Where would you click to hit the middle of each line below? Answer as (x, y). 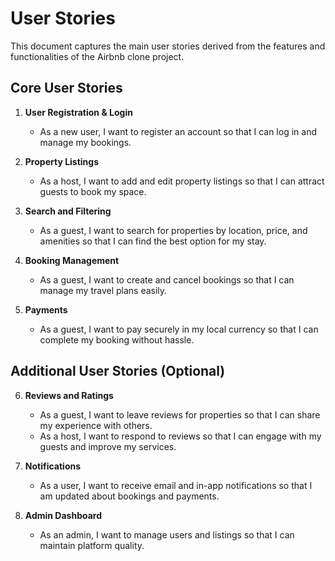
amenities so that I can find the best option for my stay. (153, 241)
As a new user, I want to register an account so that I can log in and (178, 131)
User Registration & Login (78, 112)
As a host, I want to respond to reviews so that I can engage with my (180, 436)
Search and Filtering (68, 211)
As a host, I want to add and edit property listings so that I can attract (182, 181)
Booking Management (72, 260)
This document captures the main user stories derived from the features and (168, 46)
